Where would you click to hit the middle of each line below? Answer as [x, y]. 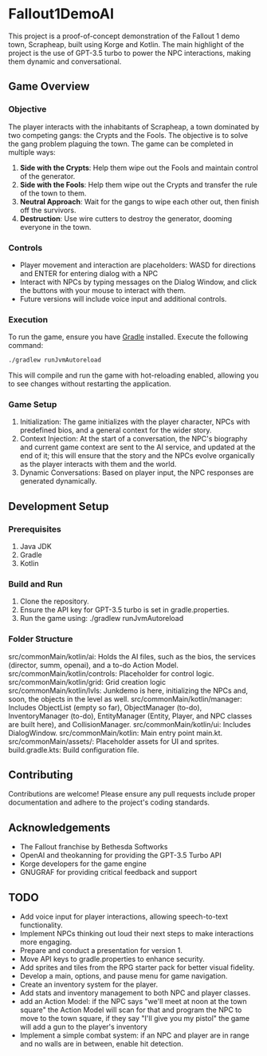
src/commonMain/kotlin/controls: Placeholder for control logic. [111, 673]
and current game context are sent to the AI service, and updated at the [137, 447]
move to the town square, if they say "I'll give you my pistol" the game [134, 1018]
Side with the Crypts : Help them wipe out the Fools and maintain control [139, 168]
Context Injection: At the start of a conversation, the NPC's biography [133, 439]
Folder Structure [41, 639]
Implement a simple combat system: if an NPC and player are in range [134, 1035]
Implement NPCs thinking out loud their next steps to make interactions [137, 934]
